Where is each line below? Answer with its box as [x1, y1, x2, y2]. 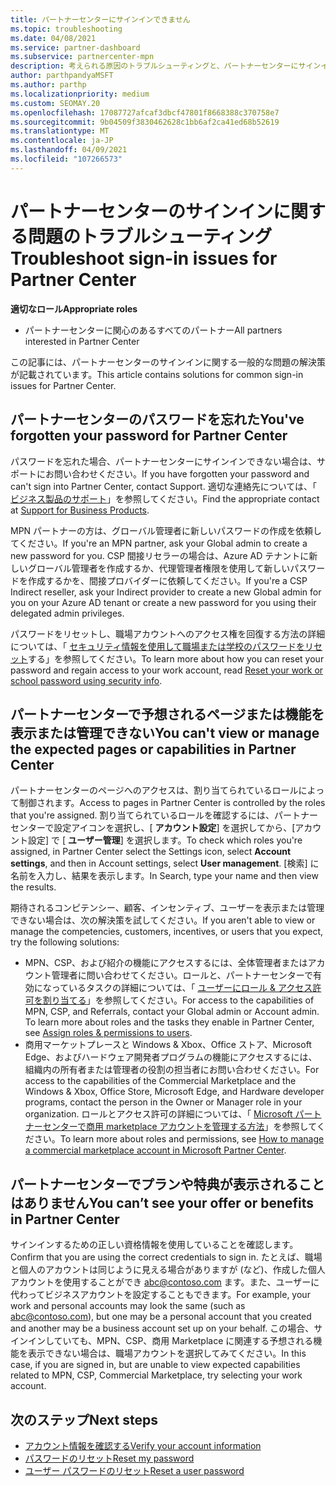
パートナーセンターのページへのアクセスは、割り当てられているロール [10, 784, 299, 796]
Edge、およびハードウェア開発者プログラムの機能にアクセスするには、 [24, 1051, 318, 1063]
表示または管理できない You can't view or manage [10, 724, 320, 741]
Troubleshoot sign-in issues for [10, 247, 278, 270]
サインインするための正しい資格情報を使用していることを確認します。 [10, 1239, 299, 1251]
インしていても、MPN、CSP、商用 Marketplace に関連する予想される [27, 1335, 314, 1347]
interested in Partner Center [24, 335, 140, 347]
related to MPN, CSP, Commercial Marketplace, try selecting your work [10, 1369, 303, 1381]
